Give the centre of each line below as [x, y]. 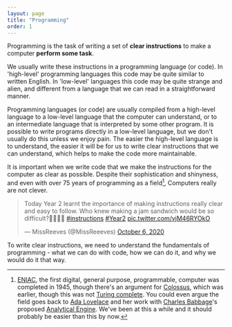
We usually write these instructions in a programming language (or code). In [115, 67]
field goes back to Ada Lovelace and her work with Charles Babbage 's [117, 302]
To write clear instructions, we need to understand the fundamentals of [108, 245]
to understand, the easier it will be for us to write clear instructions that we [113, 147]
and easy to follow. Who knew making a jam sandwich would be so [119, 211]
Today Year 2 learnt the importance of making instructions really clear [123, 204]
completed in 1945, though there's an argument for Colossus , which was [120, 287]
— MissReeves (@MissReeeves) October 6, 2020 [94, 232]
